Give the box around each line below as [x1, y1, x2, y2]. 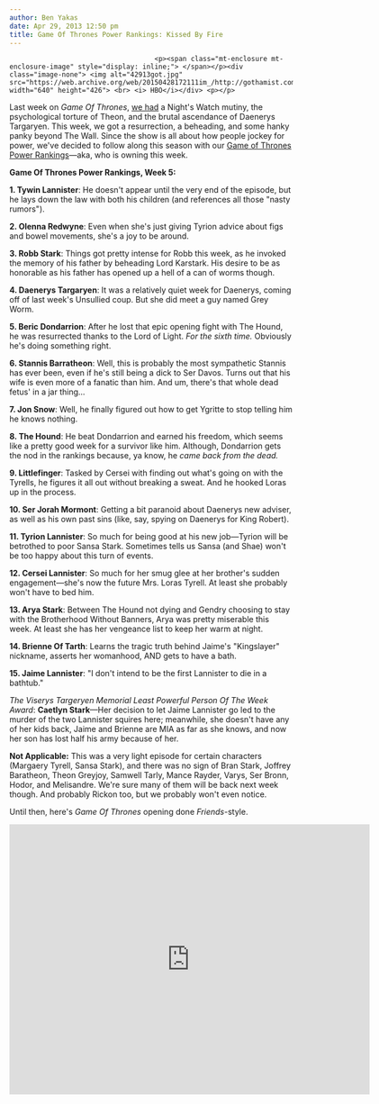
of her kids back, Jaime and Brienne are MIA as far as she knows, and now [9, 724, 286, 735]
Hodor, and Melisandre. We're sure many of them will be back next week [9, 780, 279, 791]
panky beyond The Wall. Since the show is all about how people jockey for [9, 131, 285, 141]
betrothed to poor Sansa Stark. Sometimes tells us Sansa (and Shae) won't [9, 541, 286, 552]
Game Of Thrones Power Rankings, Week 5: [9, 167, 176, 178]
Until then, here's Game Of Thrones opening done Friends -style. [9, 807, 248, 818]
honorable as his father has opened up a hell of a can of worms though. [9, 267, 275, 278]
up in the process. [9, 487, 77, 498]
